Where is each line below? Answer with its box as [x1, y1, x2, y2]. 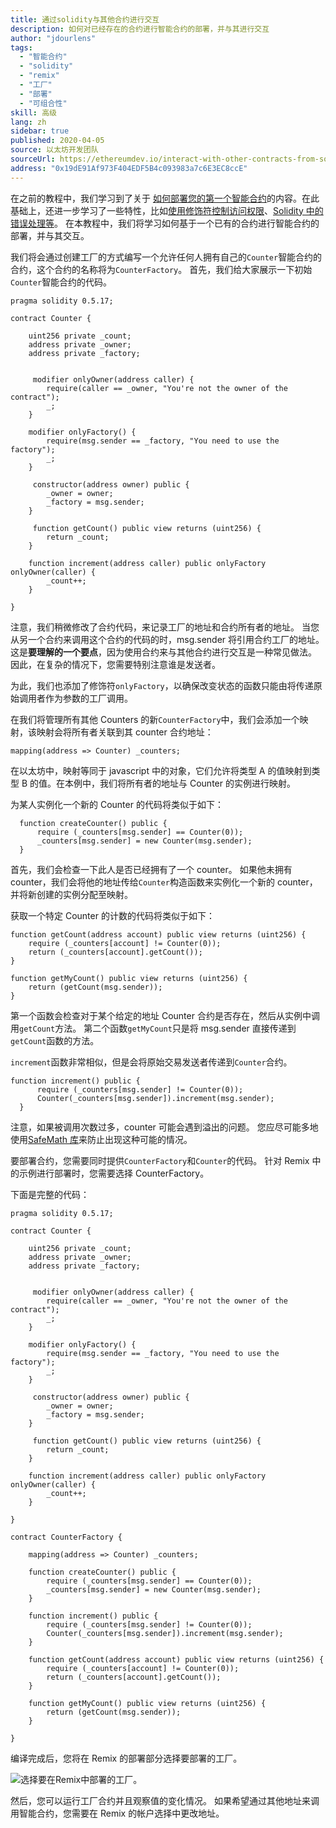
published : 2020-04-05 [10, 136, 105, 146]
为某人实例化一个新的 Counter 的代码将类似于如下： [10, 798, 224, 810]
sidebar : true [10, 126, 70, 136]
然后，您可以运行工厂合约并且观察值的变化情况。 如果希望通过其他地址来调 [10, 1794, 320, 1806]
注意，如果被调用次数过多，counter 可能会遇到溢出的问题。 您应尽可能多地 [10, 1121, 319, 1133]
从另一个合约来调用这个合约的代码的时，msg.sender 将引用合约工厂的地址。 [10, 633, 325, 645]
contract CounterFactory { [10, 1532, 123, 1542]
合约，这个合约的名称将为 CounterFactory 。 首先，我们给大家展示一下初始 [10, 263, 313, 275]
